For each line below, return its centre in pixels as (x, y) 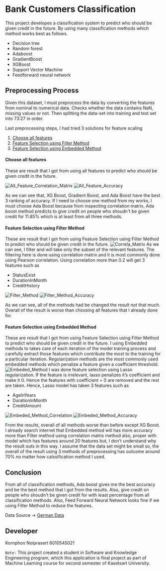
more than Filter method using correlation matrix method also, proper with (81, 436)
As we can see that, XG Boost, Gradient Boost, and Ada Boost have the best (83, 195)
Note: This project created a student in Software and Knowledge (71, 552)
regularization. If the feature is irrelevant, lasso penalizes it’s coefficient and (83, 375)
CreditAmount (27, 406)
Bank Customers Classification (70, 9)
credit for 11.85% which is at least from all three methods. (64, 216)
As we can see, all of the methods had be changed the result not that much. (83, 305)
